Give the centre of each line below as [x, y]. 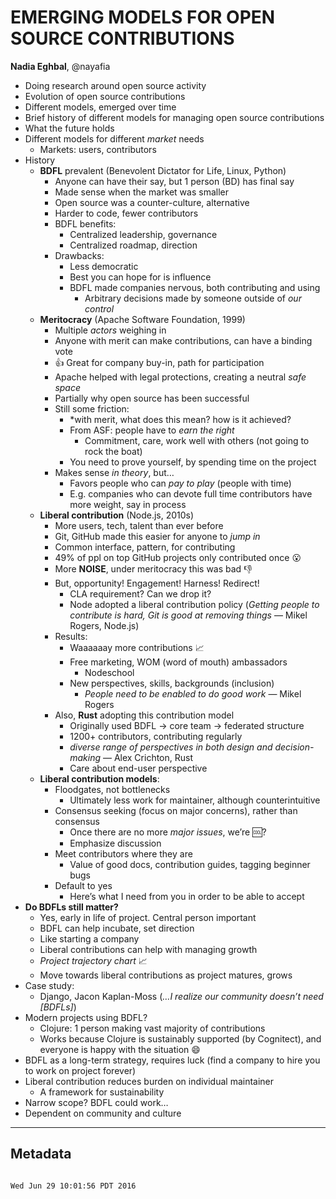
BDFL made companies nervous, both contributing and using [195, 287]
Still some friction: [92, 408]
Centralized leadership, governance [143, 234]
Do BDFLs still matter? [71, 907]
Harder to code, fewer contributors [126, 213]
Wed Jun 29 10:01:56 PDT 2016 [73, 1186]
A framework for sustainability [102, 1092]
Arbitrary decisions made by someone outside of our [193, 298]
